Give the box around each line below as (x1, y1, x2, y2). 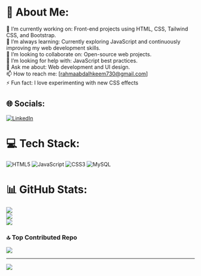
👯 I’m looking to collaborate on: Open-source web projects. (6, 50, 152, 57)
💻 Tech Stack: (6, 137, 80, 150)
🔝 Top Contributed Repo (6, 233, 78, 241)
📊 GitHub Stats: (6, 183, 88, 196)
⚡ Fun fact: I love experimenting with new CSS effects (6, 79, 139, 86)
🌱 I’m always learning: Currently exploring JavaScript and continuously (6, 38, 181, 45)
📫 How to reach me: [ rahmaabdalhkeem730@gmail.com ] (6, 70, 148, 77)
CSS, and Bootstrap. (6, 31, 56, 38)
